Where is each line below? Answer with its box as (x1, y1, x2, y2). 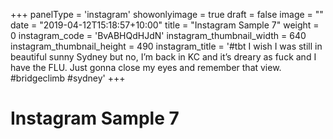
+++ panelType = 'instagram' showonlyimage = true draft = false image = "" (10, 9, 324, 20)
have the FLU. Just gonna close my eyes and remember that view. (10, 62, 282, 73)
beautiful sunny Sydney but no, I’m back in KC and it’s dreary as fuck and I (10, 51, 317, 63)
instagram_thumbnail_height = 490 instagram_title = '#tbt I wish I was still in (10, 40, 323, 52)
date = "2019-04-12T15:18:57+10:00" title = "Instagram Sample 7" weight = (10, 19, 320, 31)
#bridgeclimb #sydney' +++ (10, 72, 126, 84)
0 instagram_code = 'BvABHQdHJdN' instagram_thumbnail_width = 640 (10, 30, 307, 41)
